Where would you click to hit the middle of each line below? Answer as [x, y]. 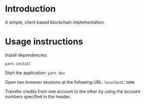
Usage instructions [44, 42]
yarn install [18, 64]
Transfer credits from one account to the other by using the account [73, 91]
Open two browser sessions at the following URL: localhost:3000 [70, 82]
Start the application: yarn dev [35, 73]
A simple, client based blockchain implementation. [55, 22]
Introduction [30, 9]
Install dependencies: [26, 55]
